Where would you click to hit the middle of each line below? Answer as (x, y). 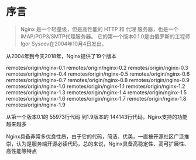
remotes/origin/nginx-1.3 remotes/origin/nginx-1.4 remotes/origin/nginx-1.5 (97, 92)
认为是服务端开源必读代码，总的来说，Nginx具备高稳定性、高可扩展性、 (103, 144)
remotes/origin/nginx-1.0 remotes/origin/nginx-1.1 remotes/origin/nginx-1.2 (96, 86)
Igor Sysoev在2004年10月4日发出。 (63, 44)
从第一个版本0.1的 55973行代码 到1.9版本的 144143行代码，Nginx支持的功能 (97, 116)
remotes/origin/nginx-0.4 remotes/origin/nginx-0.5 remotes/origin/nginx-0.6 (98, 74)
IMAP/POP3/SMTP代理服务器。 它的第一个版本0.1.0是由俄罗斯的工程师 (105, 36)
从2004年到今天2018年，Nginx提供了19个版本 (61, 56)
